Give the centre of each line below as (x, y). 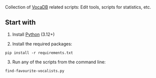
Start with (20, 22)
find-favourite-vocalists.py (35, 71)
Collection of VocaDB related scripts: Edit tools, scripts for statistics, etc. (78, 7)
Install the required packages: (42, 44)
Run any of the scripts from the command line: (59, 62)
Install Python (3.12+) (33, 34)
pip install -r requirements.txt (39, 53)
